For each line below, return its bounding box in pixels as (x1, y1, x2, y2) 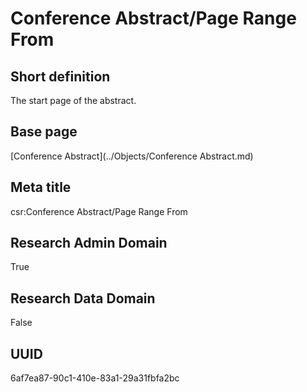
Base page (10, 123, 78, 141)
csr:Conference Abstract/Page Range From (10, 205, 188, 217)
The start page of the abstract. (10, 95, 137, 106)
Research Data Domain (10, 290, 156, 307)
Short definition (10, 68, 111, 85)
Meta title (10, 179, 72, 196)
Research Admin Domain (10, 235, 168, 252)
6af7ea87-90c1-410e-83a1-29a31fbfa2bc (10, 372, 180, 384)
